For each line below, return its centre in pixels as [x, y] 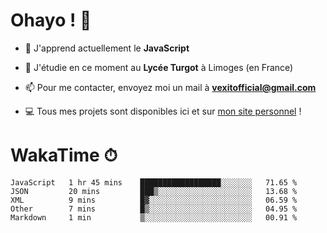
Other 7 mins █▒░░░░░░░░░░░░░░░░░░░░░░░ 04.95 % [154, 209]
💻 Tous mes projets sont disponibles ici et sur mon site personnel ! [163, 111]
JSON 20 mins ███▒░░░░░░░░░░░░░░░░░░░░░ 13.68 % [154, 191]
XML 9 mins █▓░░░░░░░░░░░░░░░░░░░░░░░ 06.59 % [154, 200]
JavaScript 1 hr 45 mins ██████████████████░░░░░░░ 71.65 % [154, 182]
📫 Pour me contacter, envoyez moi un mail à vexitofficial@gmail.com [170, 87]
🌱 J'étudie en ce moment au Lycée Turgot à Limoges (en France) [159, 67]
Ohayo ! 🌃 [51, 20]
